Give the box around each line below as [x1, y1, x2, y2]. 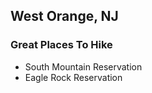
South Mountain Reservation [24, 60, 143, 73]
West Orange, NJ [10, 8, 119, 25]
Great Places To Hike [10, 38, 113, 52]
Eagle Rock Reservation [24, 71, 123, 83]
